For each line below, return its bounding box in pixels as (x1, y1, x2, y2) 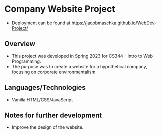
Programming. (11, 58, 41, 64)
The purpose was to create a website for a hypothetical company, (11, 63, 148, 69)
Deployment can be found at (11, 20, 71, 26)
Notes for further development (4, 111, 102, 119)
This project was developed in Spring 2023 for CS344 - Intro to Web (11, 53, 153, 59)
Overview (4, 40, 36, 48)
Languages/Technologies (4, 83, 86, 92)
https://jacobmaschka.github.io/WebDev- (71, 20, 157, 26)
